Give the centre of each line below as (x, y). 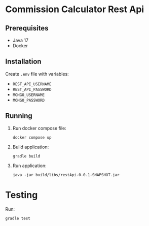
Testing (22, 195)
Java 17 (21, 40)
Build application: (31, 147)
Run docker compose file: (40, 128)
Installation (23, 62)
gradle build (26, 156)
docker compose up (32, 137)
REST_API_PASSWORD (32, 89)
